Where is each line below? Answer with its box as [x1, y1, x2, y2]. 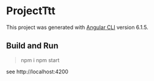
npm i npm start [20, 56, 60, 63]
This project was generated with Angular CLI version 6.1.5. [6, 24, 149, 31]
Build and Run [6, 41, 58, 51]
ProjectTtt [6, 4, 56, 18]
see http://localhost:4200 [6, 68, 68, 75]
